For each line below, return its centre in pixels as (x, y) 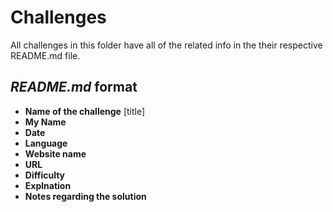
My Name (45, 122)
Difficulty (44, 175)
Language (46, 143)
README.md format (74, 87)
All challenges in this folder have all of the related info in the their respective (166, 45)
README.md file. (45, 55)
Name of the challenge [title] (85, 111)
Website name (55, 153)
